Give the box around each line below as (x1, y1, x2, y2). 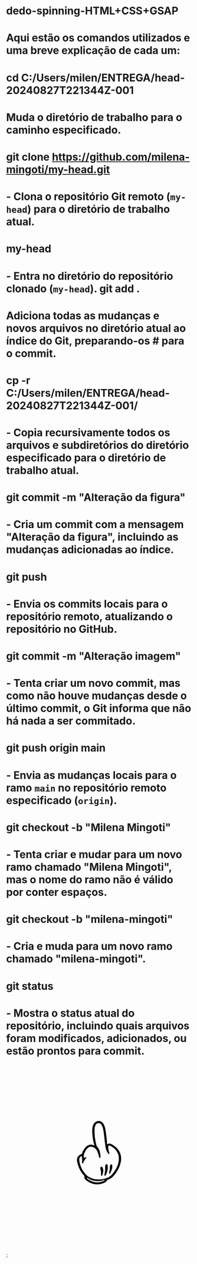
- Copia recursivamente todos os (6, 426, 170, 439)
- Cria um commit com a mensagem (6, 518, 184, 531)
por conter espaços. (6, 885, 107, 899)
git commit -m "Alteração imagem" (6, 649, 181, 662)
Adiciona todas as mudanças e (6, 309, 160, 322)
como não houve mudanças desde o (6, 689, 187, 703)
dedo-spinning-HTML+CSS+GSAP (6, 4, 179, 18)
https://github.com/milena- (52, 150, 190, 163)
